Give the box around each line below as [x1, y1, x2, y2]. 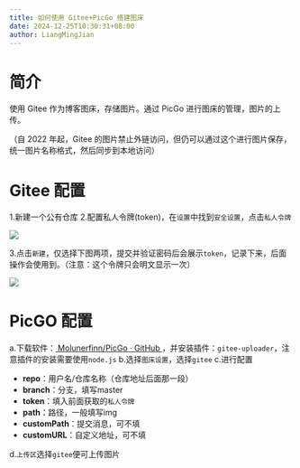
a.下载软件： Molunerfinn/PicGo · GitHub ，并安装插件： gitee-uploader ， [9, 342, 282, 353]
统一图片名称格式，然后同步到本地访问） [9, 145, 159, 156]
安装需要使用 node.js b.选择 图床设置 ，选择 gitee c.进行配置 [40, 354, 254, 365]
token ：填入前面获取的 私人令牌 [22, 396, 135, 407]
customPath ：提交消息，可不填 [22, 418, 141, 429]
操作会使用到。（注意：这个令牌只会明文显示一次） [9, 259, 195, 270]
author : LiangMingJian [9, 30, 95, 39]
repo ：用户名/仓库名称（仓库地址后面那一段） [22, 373, 194, 384]
